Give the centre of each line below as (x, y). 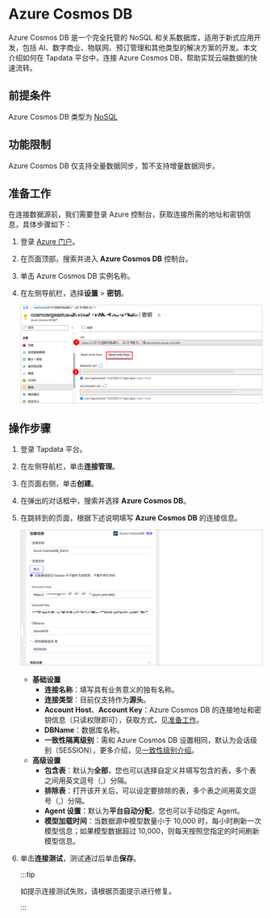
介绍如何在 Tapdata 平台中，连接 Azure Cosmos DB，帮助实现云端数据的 (129, 57)
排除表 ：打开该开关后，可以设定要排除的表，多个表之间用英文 (147, 790)
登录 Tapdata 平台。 (53, 449)
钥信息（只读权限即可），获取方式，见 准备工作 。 (124, 719)
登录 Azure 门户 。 (50, 242)
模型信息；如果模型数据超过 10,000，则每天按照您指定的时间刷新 (152, 831)
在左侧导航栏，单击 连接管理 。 (69, 466)
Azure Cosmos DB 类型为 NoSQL (63, 116)
